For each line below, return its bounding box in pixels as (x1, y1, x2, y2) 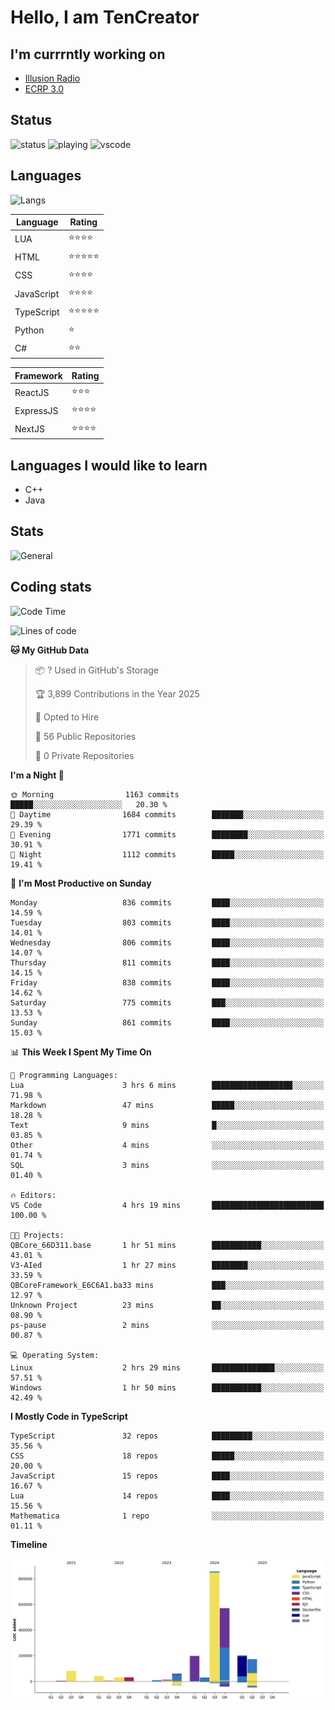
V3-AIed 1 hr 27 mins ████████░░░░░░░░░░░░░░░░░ (10, 1260, 325, 1270)
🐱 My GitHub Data (10, 644, 90, 656)
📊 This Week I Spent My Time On (10, 1046, 152, 1058)
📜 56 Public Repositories (34, 730, 137, 742)
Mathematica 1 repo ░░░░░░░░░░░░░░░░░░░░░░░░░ (10, 1511, 325, 1521)
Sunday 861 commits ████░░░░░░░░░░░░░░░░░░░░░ (10, 1017, 325, 1028)
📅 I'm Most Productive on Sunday (10, 877, 152, 889)
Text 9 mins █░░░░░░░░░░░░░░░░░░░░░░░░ (10, 1120, 325, 1130)
